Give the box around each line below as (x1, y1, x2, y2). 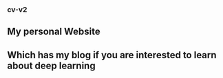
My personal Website (7, 26, 101, 38)
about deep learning (7, 60, 96, 71)
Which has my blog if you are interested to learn (7, 49, 217, 61)
